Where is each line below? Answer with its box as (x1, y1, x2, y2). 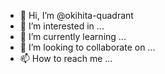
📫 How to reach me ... (19, 53, 113, 64)
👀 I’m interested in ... (19, 20, 105, 32)
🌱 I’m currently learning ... (19, 31, 127, 42)
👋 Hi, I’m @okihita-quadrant (19, 10, 134, 21)
